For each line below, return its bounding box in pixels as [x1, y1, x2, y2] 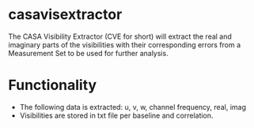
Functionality [8, 77, 97, 94]
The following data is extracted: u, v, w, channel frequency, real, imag [19, 102, 247, 111]
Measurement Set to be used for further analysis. [8, 48, 169, 58]
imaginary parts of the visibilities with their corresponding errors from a [8, 40, 241, 49]
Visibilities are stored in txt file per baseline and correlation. [19, 111, 214, 120]
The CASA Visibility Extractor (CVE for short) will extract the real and [8, 32, 232, 41]
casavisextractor [8, 6, 123, 24]
